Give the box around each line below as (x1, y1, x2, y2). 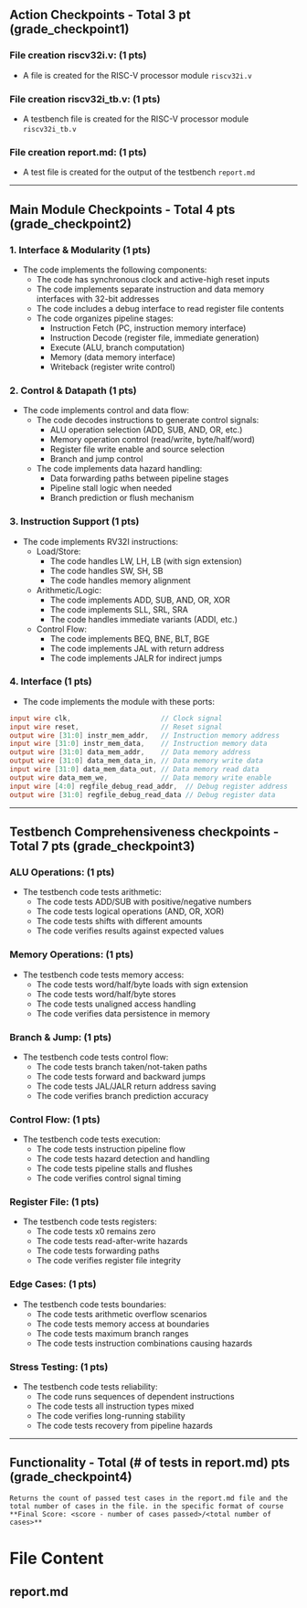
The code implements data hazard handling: (36, 463, 203, 474)
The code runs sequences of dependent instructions (36, 1391, 235, 1402)
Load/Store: (36, 546, 81, 557)
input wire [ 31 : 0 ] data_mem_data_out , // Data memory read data (9, 765, 259, 774)
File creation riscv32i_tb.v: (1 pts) (9, 92, 162, 105)
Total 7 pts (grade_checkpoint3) (9, 838, 196, 854)
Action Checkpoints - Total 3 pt (9, 7, 191, 23)
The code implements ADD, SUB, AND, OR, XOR (49, 594, 231, 605)
